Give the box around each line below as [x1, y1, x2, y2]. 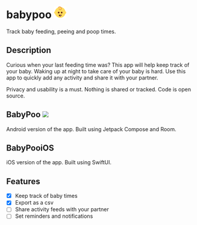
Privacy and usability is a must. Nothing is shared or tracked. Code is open [6, 85, 192, 93]
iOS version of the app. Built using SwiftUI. [6, 159, 111, 166]
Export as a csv [14, 199, 54, 206]
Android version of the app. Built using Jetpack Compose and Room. [6, 125, 177, 132]
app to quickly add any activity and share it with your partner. [6, 74, 158, 81]
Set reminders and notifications [14, 212, 93, 220]
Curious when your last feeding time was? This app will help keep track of [6, 61, 190, 69]
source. [6, 92, 25, 99]
